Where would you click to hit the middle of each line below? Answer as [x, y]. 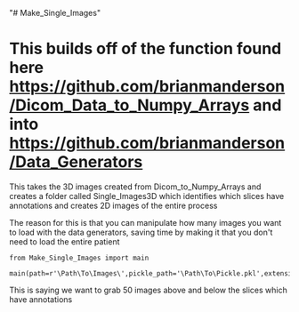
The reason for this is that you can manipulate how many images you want [145, 222]
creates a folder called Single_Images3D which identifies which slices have [147, 196]
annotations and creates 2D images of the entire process [113, 205]
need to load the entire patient [65, 241]
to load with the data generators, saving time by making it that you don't [141, 232]
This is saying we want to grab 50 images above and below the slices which [148, 290]
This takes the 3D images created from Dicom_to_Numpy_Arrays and [135, 187]
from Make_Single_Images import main [79, 258]
